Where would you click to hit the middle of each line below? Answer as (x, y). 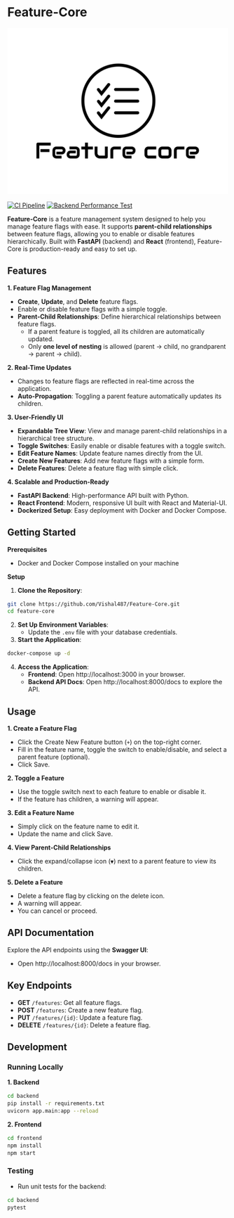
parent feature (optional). (54, 757)
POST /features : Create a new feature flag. (80, 1010)
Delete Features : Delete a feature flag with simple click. (98, 468)
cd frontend (25, 1138)
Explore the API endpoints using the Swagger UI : (78, 949)
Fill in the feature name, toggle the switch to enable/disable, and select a (122, 749)
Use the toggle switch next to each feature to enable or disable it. (112, 791)
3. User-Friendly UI (35, 417)
